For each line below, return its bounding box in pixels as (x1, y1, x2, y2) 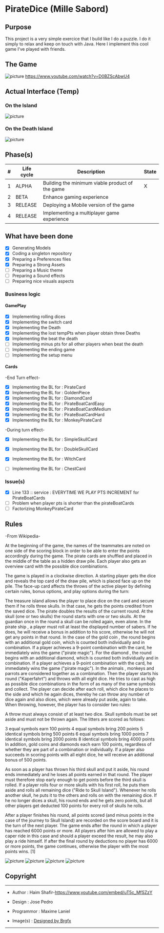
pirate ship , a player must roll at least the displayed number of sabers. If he (5, 624, 157, 630)
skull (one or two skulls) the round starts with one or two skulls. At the (5, 613, 145, 619)
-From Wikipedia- (5, 533, 41, 539)
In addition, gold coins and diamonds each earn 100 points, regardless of (5, 741, 152, 747)
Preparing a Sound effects (12, 273, 65, 278)
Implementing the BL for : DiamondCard (12, 395, 92, 401)
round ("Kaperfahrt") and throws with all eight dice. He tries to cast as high (5, 676, 156, 681)
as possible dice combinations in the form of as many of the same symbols (5, 680, 156, 687)
